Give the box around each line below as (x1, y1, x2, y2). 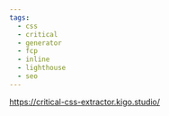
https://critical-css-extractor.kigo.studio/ (9, 96, 160, 107)
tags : (9, 13, 30, 22)
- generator (17, 38, 63, 48)
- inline (17, 55, 50, 64)
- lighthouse (17, 64, 67, 73)
